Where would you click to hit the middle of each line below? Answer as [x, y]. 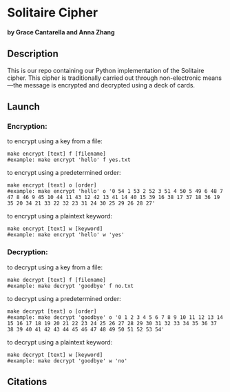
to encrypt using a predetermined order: [64, 173]
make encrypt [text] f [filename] [57, 154]
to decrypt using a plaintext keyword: [60, 342]
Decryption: [28, 252]
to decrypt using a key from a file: [55, 267]
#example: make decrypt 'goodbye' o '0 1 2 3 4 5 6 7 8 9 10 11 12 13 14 [115, 317]
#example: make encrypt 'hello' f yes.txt [69, 160]
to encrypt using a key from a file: [55, 141]
